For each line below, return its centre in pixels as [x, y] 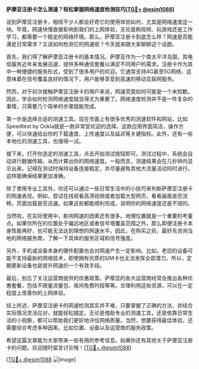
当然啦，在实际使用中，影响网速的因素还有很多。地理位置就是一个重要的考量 [99, 216]
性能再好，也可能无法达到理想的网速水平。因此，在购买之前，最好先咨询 [99, 231]
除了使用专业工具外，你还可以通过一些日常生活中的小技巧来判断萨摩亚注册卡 [99, 188]
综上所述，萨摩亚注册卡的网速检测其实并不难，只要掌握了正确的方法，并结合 [99, 305]
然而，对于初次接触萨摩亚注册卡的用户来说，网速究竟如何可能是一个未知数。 [99, 92]
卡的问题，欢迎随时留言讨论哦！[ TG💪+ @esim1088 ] [69, 348]
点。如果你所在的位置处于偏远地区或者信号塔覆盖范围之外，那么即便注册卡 [97, 223]
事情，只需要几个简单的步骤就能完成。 [53, 106]
